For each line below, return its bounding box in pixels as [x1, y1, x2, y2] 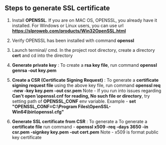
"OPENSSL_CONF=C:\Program [11, 103, 77, 109]
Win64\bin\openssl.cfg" [11, 109, 64, 115]
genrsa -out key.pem [11, 67, 57, 73]
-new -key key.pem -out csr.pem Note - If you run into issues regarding [11, 87, 161, 94]
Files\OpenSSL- [77, 103, 111, 109]
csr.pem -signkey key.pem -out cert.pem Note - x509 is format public [11, 129, 158, 135]
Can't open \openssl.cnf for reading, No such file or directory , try [11, 93, 150, 99]
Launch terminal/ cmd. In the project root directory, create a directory [11, 47, 155, 53]
